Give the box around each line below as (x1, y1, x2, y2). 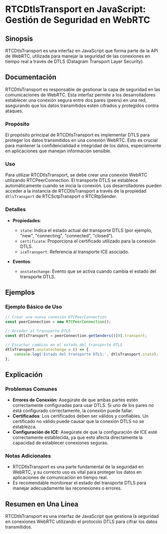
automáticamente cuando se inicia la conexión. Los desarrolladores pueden (5, 183, 162, 189)
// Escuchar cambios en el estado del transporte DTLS (5, 342, 123, 347)
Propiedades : (12, 217, 41, 223)
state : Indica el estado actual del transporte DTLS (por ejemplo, (20, 227, 152, 233)
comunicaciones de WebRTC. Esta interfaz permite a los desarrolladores (5, 92, 156, 98)
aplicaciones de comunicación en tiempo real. (12, 474, 108, 481)
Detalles (5, 206, 26, 213)
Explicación (5, 370, 43, 379)
